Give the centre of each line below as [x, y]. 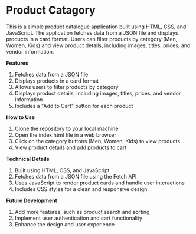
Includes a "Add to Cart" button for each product [74, 106]
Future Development [32, 200]
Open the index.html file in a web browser [65, 135]
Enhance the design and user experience [65, 224]
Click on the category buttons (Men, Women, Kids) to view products [97, 141]
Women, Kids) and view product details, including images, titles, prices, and [98, 45]
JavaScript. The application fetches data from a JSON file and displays [92, 32]
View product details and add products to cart [71, 147]
